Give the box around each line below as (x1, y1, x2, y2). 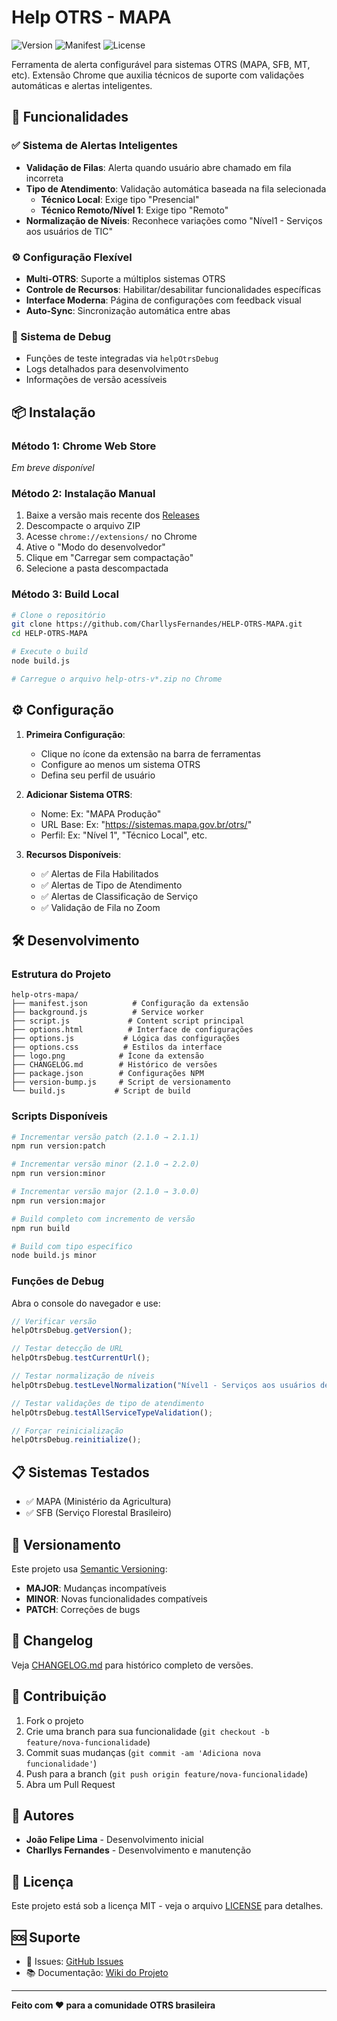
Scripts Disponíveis (11, 1109, 108, 1123)
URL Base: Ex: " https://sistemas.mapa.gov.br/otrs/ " (40, 818, 253, 830)
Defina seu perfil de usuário (40, 769, 156, 781)
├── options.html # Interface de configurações (11, 1025, 254, 1035)
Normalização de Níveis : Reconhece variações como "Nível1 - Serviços (25, 214, 323, 226)
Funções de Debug (11, 1274, 105, 1288)
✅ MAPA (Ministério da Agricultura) (25, 1496, 172, 1508)
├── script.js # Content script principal (11, 1016, 245, 1026)
